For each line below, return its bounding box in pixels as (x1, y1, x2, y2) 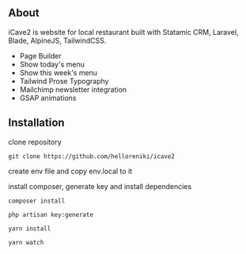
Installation (8, 116, 65, 130)
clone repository (8, 137, 62, 146)
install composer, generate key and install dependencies (8, 181, 192, 191)
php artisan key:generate (8, 210, 93, 218)
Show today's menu (19, 59, 85, 69)
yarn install (8, 225, 51, 233)
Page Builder (19, 51, 62, 60)
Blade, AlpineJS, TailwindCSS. (8, 36, 107, 45)
